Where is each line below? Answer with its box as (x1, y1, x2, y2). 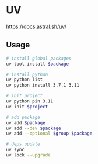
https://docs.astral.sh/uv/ (6, 23, 67, 30)
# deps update (6, 141, 41, 147)
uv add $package (6, 119, 45, 126)
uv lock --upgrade (6, 152, 51, 158)
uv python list (6, 77, 43, 83)
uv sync (6, 147, 25, 153)
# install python (6, 71, 48, 77)
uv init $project (6, 104, 48, 110)
